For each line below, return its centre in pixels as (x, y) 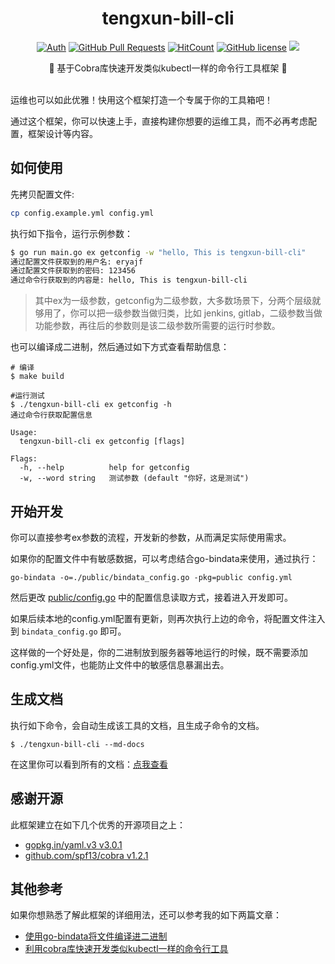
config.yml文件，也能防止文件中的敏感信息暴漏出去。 (120, 664)
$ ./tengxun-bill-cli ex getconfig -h (91, 405)
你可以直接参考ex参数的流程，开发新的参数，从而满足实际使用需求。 (151, 537)
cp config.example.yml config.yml (82, 213)
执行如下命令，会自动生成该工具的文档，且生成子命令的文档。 (137, 725)
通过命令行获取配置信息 (51, 415)
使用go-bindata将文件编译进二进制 (96, 936)
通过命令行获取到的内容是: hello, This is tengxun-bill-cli (129, 280)
